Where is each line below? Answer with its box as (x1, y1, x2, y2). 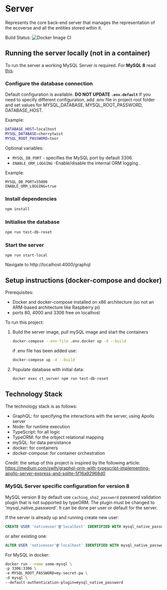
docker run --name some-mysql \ (5, 562, 72, 567)
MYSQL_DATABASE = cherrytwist (5, 131, 64, 136)
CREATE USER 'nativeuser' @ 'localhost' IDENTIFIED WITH (5, 524, 121, 529)
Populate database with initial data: (12, 366, 84, 372)
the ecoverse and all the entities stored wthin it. (5, 24, 102, 30)
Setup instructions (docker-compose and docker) (5, 276, 162, 285)
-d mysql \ (5, 576, 28, 581)
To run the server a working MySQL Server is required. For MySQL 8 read (5, 62, 156, 68)
